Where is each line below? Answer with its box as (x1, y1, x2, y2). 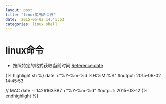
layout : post (5, 7, 33, 13)
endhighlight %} (5, 93, 39, 99)
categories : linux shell (5, 21, 58, 27)
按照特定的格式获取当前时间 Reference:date (12, 63, 103, 69)
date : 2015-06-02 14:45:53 (5, 17, 65, 22)
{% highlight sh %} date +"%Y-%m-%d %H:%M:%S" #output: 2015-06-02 (5, 73, 161, 79)
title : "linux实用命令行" (5, 12, 56, 17)
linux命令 (5, 45, 44, 56)
